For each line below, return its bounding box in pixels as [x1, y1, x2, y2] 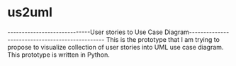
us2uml [7, 4, 53, 21]
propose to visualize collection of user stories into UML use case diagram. [7, 43, 224, 51]
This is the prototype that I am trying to [106, 35, 220, 43]
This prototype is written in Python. [7, 50, 110, 59]
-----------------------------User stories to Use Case [7, 28, 163, 36]
